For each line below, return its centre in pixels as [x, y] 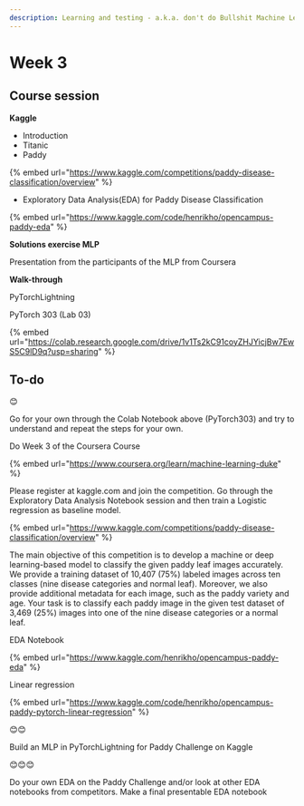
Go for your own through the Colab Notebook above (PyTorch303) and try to [152, 419]
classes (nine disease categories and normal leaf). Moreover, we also [139, 584]
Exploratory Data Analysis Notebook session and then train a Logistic [138, 500]
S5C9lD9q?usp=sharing [54, 351]
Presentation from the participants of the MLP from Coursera [123, 262]
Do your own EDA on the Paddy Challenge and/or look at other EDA [135, 782]
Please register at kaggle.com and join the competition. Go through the [141, 491]
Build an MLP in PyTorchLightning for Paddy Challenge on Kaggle [131, 747]
